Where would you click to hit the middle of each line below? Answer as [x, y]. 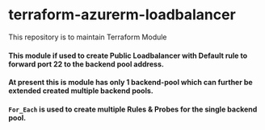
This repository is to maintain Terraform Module [88, 37]
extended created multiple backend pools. [81, 91]
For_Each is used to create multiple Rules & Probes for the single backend [133, 109]
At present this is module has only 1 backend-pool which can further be [130, 83]
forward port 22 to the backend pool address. [86, 64]
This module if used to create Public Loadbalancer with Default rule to [128, 55]
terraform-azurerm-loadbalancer [122, 15]
